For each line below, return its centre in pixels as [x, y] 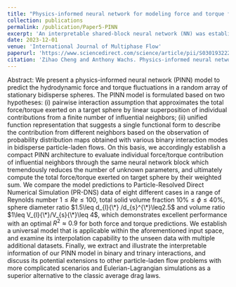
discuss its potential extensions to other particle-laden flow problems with [114, 261]
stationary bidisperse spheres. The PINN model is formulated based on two [116, 94]
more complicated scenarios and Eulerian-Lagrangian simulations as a [109, 268]
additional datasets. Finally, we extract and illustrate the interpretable [107, 246]
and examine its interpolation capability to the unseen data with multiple [111, 238]
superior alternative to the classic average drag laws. [84, 276]
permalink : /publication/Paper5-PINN [63, 27]
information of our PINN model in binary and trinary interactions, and [106, 253]
